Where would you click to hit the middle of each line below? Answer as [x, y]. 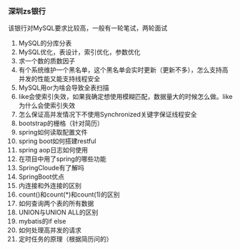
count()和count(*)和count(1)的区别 [69, 194]
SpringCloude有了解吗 [51, 168]
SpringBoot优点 [41, 177]
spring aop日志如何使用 [53, 150]
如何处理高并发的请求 [50, 230]
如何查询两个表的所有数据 [56, 204]
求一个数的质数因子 [47, 61]
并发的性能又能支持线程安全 [59, 79]
